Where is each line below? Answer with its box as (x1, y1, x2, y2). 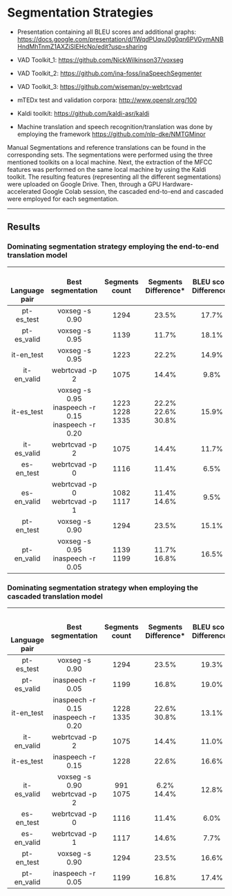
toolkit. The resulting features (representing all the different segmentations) (7, 173, 222, 181)
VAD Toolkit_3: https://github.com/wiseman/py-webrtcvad (17, 82, 183, 90)
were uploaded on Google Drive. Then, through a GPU (7, 179, 161, 188)
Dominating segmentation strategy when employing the (7, 583, 199, 592)
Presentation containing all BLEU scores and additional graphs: (17, 28, 197, 36)
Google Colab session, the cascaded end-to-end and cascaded (42, 187, 224, 195)
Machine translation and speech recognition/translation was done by (17, 122, 213, 130)
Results (7, 221, 41, 233)
